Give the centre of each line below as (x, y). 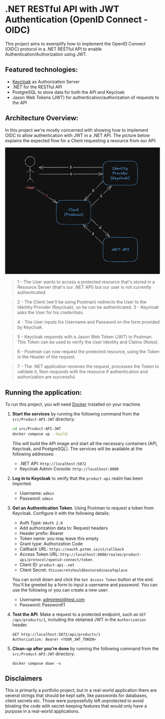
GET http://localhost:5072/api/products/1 (56, 634)
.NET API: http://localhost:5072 (53, 463)
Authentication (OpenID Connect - (77, 19)
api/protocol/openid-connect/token (56, 560)
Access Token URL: (39, 554)
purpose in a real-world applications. (42, 711)
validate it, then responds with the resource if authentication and (82, 372)
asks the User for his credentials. (51, 312)
